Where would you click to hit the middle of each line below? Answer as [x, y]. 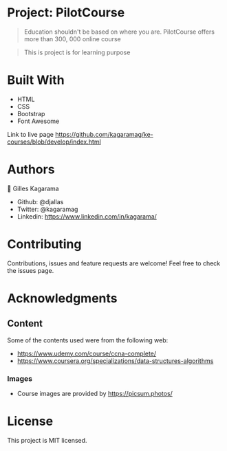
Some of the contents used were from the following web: [88, 340]
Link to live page [30, 134]
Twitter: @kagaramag [47, 209]
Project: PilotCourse [66, 13]
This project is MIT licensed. [47, 440]
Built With [36, 80]
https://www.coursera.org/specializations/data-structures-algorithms [115, 361]
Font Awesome [38, 121]
